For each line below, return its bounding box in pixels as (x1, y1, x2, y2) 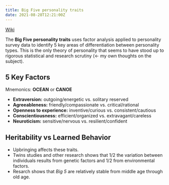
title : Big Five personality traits (5, 7, 84, 13)
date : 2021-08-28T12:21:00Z (5, 12, 66, 17)
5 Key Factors (5, 73, 50, 81)
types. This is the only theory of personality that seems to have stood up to (5, 47, 164, 53)
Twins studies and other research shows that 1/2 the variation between (12, 152, 163, 158)
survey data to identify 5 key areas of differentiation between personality (5, 42, 159, 48)
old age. (12, 174, 30, 180)
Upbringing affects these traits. (12, 147, 79, 153)
